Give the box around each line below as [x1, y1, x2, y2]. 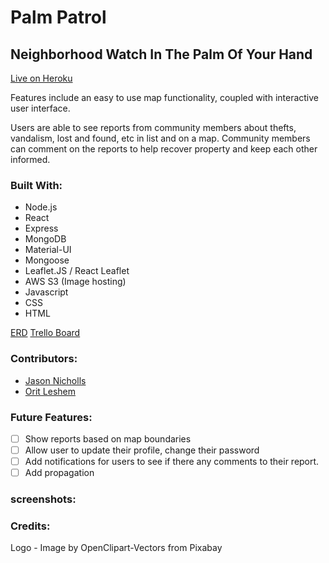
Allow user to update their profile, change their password [24, 444, 260, 456]
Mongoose [24, 254, 70, 266]
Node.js [24, 201, 58, 213]
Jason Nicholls [24, 374, 87, 386]
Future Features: [10, 410, 93, 424]
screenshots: [10, 492, 77, 506]
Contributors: [10, 352, 78, 366]
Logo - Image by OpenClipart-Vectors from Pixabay [10, 542, 223, 554]
